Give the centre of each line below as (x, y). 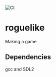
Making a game (21, 41)
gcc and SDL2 (20, 69)
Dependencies (28, 57)
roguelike (25, 28)
